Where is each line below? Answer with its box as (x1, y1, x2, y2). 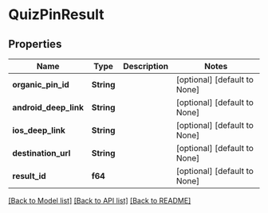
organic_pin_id (12, 79, 69, 90)
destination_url (12, 148, 71, 158)
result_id (12, 171, 46, 181)
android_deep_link (12, 102, 84, 113)
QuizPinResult (8, 6, 105, 24)
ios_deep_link (12, 125, 66, 136)
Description (123, 61, 169, 72)
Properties (8, 37, 62, 51)
